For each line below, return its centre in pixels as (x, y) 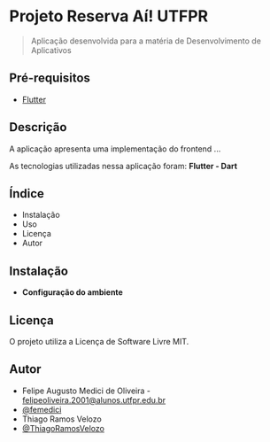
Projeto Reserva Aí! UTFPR (109, 16)
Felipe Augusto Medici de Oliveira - (86, 391)
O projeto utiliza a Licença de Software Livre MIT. (99, 341)
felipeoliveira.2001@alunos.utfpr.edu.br (94, 399)
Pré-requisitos (50, 78)
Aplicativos (51, 50)
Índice (27, 194)
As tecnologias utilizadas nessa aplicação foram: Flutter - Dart (123, 166)
